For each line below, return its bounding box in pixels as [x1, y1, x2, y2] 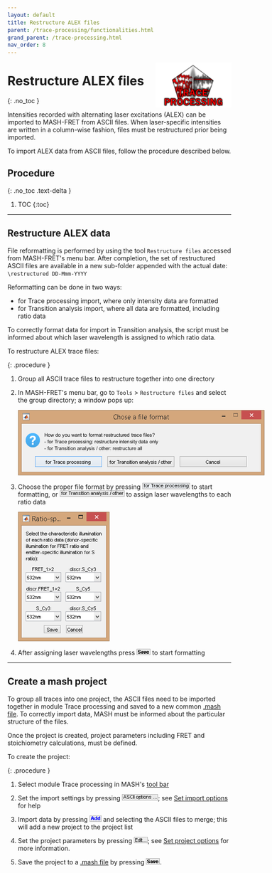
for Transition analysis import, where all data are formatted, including [17, 304, 220, 312]
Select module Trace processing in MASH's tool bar [17, 780, 169, 788]
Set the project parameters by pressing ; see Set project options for [17, 836, 229, 845]
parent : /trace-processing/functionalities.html [7, 26, 154, 33]
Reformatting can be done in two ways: [7, 282, 122, 291]
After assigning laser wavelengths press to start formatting [17, 648, 205, 657]
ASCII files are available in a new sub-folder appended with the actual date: [7, 261, 228, 270]
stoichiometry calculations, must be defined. [7, 739, 138, 747]
